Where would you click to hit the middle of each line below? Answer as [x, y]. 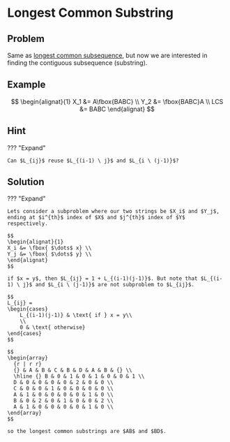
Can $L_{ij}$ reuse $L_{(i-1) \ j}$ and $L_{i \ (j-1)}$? [93, 161]
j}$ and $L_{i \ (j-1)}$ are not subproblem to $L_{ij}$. [109, 285]
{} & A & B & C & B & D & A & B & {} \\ [73, 370]
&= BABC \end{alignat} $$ [117, 109]
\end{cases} [24, 334]
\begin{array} [28, 358]
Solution [26, 182]
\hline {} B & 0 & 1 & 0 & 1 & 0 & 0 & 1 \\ [79, 376]
